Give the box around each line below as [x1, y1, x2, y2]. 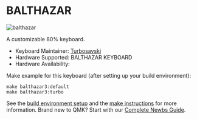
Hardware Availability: [15, 60, 70, 67]
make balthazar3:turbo [6, 89, 64, 95]
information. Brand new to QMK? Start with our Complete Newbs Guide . [6, 106, 186, 113]
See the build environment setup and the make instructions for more [6, 100, 178, 107]
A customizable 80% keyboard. [6, 35, 85, 42]
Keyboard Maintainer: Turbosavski [15, 47, 102, 55]
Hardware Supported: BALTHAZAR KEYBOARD [15, 53, 133, 61]
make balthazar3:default [6, 83, 69, 90]
